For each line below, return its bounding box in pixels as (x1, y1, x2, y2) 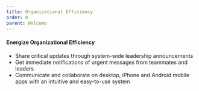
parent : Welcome (6, 20, 47, 26)
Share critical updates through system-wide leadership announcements (14, 52, 194, 59)
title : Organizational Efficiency (6, 8, 93, 15)
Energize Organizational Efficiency (6, 39, 95, 46)
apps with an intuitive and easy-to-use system (14, 78, 130, 85)
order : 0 (6, 14, 28, 20)
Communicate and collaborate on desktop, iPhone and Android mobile (14, 71, 190, 78)
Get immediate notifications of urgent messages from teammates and (14, 58, 188, 66)
